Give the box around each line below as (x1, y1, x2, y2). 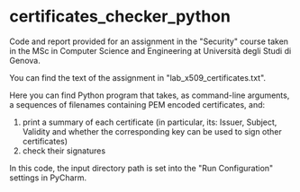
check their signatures (22, 145, 106, 156)
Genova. (9, 55, 41, 65)
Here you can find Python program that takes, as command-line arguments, (9, 90, 290, 100)
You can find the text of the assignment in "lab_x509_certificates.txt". (9, 72, 267, 83)
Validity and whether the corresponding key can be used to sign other (22, 126, 282, 136)
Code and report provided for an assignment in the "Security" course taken (9, 36, 289, 47)
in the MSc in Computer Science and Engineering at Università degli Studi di (9, 45, 292, 56)
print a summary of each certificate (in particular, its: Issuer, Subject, (22, 117, 277, 127)
